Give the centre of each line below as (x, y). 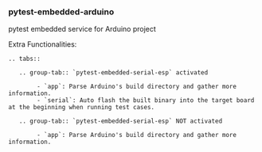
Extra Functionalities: (43, 44)
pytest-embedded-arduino (61, 12)
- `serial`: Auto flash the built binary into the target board (146, 101)
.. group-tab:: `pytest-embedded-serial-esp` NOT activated (121, 121)
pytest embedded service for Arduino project (82, 29)
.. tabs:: (25, 59)
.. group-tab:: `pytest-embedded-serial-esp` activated (113, 73)
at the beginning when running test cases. (82, 108)
